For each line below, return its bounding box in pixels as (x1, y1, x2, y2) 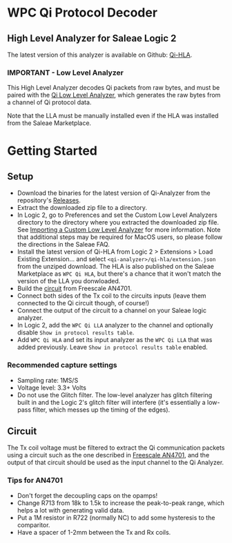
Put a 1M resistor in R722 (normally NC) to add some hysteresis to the (17, 513, 215, 522)
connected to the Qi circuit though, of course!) (17, 299, 150, 307)
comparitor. (17, 520, 50, 529)
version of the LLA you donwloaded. (17, 277, 121, 285)
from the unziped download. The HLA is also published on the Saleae (17, 263, 214, 271)
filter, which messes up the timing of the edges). (32, 406, 171, 414)
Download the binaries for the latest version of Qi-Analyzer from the (17, 189, 211, 198)
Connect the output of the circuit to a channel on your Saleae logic (17, 306, 207, 315)
